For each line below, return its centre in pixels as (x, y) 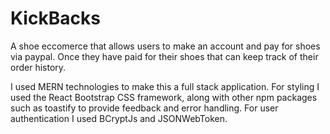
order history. (38, 67)
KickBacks (55, 18)
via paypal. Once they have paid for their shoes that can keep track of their (164, 56)
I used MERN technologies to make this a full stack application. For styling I (165, 86)
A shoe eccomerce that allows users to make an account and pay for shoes (165, 46)
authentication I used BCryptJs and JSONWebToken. (119, 118)
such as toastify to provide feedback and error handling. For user (144, 108)
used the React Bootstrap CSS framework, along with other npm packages (164, 97)
